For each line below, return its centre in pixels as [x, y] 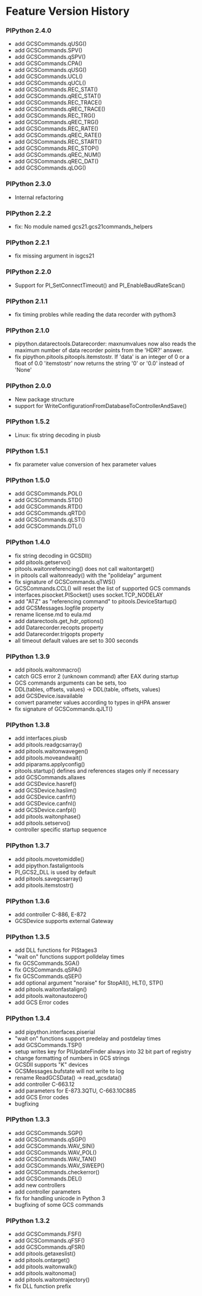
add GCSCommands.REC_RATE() [56, 129]
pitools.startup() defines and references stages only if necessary [97, 771]
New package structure [45, 399]
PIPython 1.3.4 [28, 1018]
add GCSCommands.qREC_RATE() [58, 135]
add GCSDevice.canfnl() [45, 804]
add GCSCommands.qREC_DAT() [56, 162]
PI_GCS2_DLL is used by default [55, 872]
